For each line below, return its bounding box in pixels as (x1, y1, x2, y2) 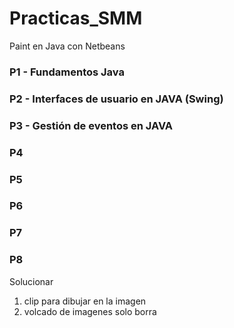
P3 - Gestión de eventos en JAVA (9, 118, 174, 132)
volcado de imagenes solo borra (23, 305, 157, 317)
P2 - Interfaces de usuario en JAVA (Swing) (9, 92, 224, 106)
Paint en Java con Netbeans (9, 40, 126, 52)
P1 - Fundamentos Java (9, 65, 125, 79)
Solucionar (9, 275, 54, 287)
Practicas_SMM (9, 7, 143, 30)
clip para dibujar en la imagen (23, 295, 147, 307)
